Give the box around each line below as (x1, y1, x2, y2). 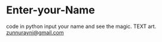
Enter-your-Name (6, 3, 95, 17)
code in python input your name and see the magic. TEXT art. (6, 23, 157, 30)
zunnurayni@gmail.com (6, 29, 64, 36)
